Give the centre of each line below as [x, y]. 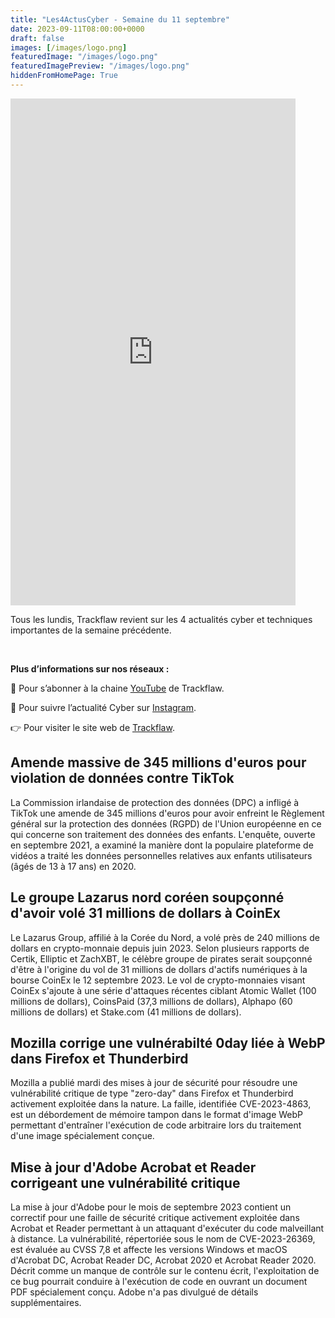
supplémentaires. [46, 1303]
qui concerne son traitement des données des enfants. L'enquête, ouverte [163, 834]
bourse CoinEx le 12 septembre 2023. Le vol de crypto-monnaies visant [158, 980]
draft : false [37, 38]
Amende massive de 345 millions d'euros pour [158, 762]
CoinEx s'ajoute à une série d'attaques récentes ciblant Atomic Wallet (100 [163, 990]
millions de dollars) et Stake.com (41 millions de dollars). [126, 1012]
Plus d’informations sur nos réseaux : [90, 668]
